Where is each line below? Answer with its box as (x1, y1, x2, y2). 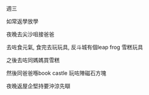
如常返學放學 (6, 18, 38, 25)
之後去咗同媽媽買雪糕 (6, 57, 60, 63)
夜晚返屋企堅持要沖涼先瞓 (6, 82, 71, 90)
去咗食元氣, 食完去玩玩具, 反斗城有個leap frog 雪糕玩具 (6, 44, 144, 51)
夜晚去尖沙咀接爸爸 (6, 30, 55, 38)
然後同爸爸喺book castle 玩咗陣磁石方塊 (6, 69, 106, 77)
